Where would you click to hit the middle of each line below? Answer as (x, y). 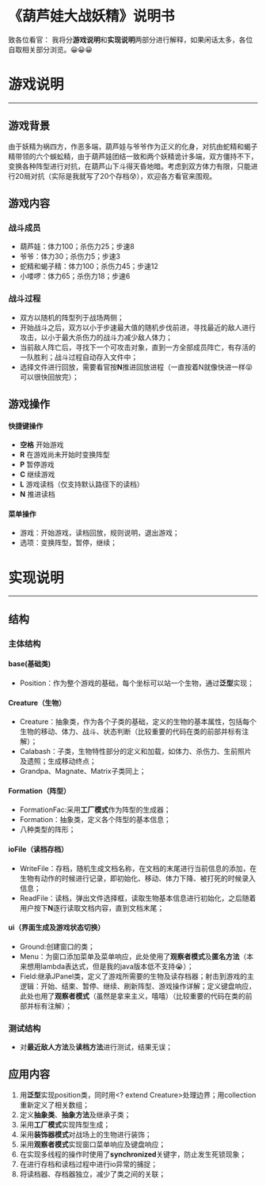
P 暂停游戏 (37, 464)
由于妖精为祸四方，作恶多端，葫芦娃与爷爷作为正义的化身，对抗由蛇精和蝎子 (133, 146)
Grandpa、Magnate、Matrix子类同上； (83, 771)
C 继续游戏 (37, 475)
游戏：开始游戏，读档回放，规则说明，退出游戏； (99, 533)
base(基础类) (30, 664)
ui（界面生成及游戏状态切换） (57, 927)
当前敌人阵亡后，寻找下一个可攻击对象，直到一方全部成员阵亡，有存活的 (137, 347)
